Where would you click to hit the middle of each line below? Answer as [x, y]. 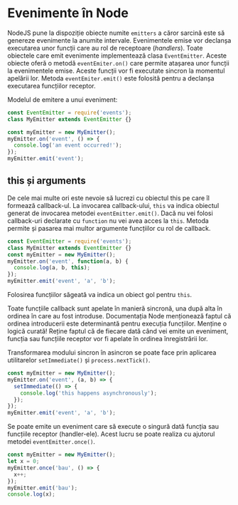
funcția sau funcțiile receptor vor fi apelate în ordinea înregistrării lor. [108, 339]
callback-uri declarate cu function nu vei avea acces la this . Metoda [108, 220]
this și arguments [47, 181]
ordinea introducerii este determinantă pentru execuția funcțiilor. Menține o [117, 323]
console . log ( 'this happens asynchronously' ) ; [89, 393]
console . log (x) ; [31, 494]
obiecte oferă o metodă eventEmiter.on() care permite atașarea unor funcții [118, 63]
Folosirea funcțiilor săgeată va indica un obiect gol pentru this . [100, 295]
